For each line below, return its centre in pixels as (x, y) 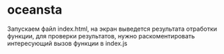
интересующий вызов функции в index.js (67, 43)
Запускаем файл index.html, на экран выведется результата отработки (112, 29)
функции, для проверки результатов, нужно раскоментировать (101, 36)
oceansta (35, 10)
